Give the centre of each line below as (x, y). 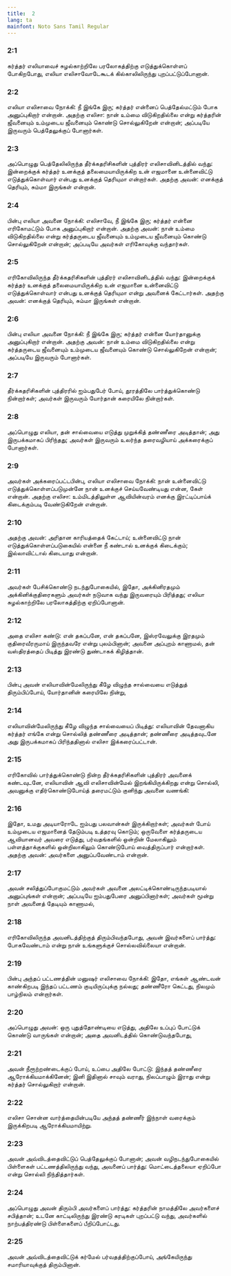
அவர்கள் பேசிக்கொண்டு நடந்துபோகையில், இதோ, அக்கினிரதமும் (94, 586)
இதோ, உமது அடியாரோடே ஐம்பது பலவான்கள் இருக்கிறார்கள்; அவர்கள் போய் (109, 824)
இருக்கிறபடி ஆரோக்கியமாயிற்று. (50, 1125)
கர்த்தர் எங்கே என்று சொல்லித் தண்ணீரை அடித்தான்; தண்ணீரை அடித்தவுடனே (112, 733)
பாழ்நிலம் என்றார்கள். (35, 994)
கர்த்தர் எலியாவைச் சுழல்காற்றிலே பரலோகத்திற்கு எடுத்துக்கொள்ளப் (97, 66)
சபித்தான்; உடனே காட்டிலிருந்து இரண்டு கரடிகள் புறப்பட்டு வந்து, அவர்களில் (107, 1215)
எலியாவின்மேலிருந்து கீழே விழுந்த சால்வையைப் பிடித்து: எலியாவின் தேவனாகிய (111, 725)
